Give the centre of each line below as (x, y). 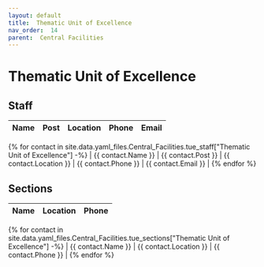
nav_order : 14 (33, 30)
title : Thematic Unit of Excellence (70, 23)
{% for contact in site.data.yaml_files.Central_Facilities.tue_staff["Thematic (129, 147)
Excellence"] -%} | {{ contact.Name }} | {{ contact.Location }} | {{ (114, 246)
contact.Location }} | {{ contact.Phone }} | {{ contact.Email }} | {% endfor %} (132, 164)
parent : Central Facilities (56, 38)
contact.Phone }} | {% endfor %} (61, 255)
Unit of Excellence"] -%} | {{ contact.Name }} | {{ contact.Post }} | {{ (119, 156)
